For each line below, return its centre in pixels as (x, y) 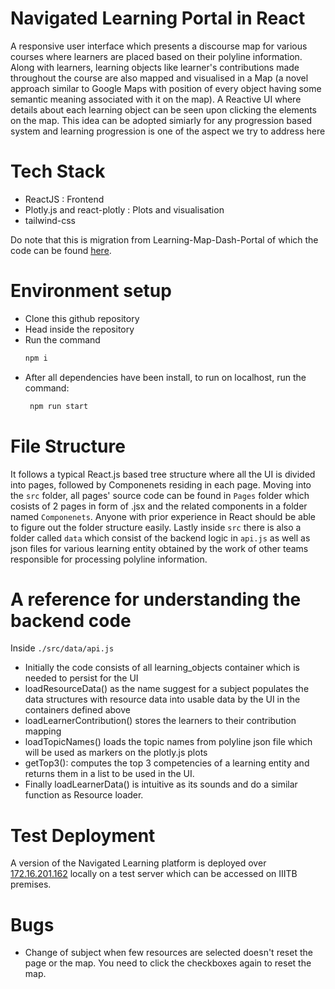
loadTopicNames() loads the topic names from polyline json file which (168, 742)
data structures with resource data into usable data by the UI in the (162, 699)
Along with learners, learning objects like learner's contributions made (155, 67)
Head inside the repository (79, 329)
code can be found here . (61, 250)
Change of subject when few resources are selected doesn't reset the (168, 953)
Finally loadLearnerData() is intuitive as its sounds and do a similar (161, 784)
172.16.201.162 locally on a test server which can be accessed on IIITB (154, 874)
